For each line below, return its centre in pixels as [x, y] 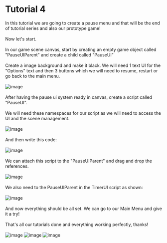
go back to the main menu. [33, 76]
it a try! [12, 214]
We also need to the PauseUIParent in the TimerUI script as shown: [74, 187]
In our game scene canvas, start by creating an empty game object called [81, 49]
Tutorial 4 [25, 9]
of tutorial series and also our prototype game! [53, 28]
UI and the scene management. [37, 118]
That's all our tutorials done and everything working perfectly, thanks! [77, 224]
